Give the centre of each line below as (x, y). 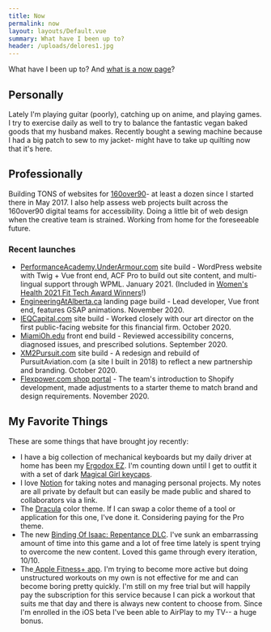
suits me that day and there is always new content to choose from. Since (141, 603)
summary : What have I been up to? (67, 39)
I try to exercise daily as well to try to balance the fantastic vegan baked (128, 123)
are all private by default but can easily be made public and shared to (135, 491)
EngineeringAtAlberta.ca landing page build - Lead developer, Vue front (140, 302)
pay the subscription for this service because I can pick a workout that (138, 595)
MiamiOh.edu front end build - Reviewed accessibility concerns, (127, 336)
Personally (36, 95)
